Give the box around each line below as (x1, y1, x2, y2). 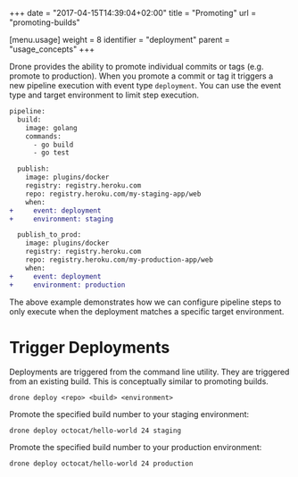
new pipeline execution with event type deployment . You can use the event (9, 80, 282, 90)
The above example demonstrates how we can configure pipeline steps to (9, 297, 282, 307)
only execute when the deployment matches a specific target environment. (9, 305, 285, 316)
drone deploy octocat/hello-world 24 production (9, 459, 194, 468)
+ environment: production (9, 280, 126, 289)
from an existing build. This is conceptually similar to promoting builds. (9, 376, 269, 387)
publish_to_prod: (17, 230, 82, 239)
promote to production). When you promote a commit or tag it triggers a (9, 71, 274, 81)
